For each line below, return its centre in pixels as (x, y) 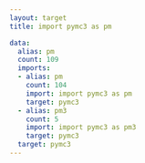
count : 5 (42, 119)
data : (20, 43)
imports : (34, 68)
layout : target (38, 18)
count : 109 (38, 60)
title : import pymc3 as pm (61, 26)
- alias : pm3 (42, 110)
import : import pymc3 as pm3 (81, 127)
